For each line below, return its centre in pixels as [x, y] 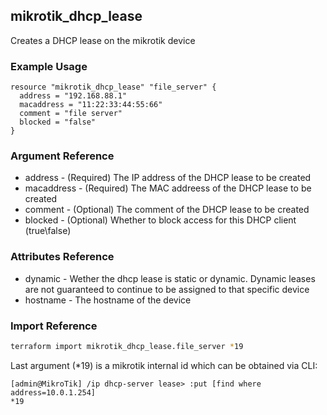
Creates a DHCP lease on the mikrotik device [103, 40]
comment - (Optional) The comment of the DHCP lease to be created [167, 210]
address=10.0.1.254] [53, 392]
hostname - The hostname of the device [108, 300]
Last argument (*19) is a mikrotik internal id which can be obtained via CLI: [164, 365]
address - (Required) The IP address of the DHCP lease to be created [168, 178]
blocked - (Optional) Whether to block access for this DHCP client [160, 220]
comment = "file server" [71, 114]
